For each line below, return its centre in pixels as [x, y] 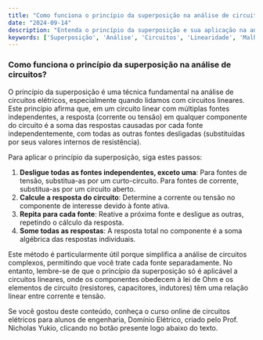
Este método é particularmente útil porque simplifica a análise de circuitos [128, 254]
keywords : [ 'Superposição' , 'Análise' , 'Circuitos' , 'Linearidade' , [122, 37]
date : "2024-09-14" [40, 23]
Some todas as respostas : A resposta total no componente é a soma [131, 230]
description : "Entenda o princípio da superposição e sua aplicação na [127, 30]
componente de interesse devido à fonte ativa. [94, 206]
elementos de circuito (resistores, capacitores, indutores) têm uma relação [128, 287]
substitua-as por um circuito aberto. [77, 188]
